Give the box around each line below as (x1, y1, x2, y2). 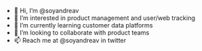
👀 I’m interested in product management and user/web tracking (13, 14, 196, 22)
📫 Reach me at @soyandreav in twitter (13, 37, 127, 44)
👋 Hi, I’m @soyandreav (13, 7, 79, 14)
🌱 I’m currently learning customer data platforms (13, 21, 153, 29)
